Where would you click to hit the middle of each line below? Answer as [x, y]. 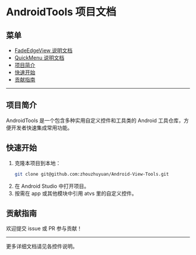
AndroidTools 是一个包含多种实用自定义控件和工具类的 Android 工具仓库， [95, 120]
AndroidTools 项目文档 [61, 12]
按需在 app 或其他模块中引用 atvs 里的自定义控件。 [76, 193]
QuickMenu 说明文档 [39, 58]
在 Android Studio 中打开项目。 [52, 186]
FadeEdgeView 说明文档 [43, 50]
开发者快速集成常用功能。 [42, 127]
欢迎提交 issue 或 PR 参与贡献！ [44, 229]
